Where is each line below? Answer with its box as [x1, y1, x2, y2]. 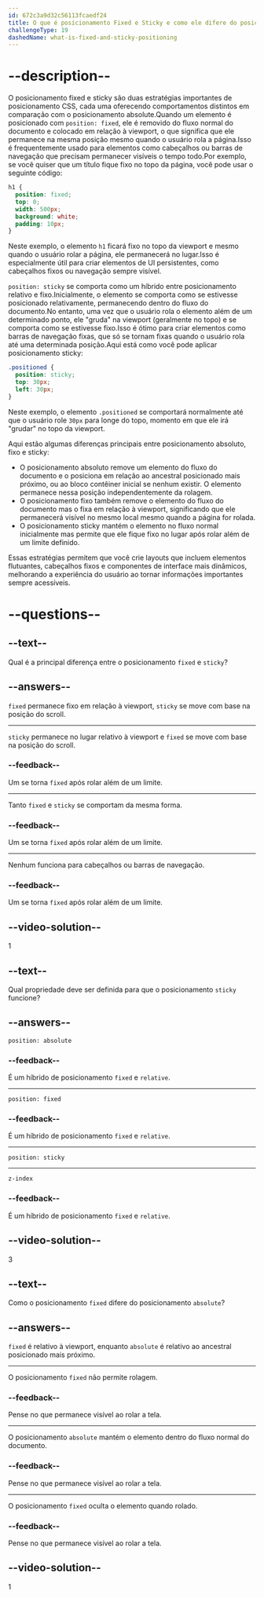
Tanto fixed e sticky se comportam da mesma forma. [8, 800, 183, 810]
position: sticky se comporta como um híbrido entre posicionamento [8, 282, 237, 291]
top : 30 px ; [15, 378, 51, 386]
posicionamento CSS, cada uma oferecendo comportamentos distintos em [8, 101, 250, 111]
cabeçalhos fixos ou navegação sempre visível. [8, 266, 162, 276]
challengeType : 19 [8, 26, 68, 34]
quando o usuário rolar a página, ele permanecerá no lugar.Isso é [8, 250, 220, 259]
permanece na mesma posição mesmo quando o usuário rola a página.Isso [8, 135, 251, 144]
